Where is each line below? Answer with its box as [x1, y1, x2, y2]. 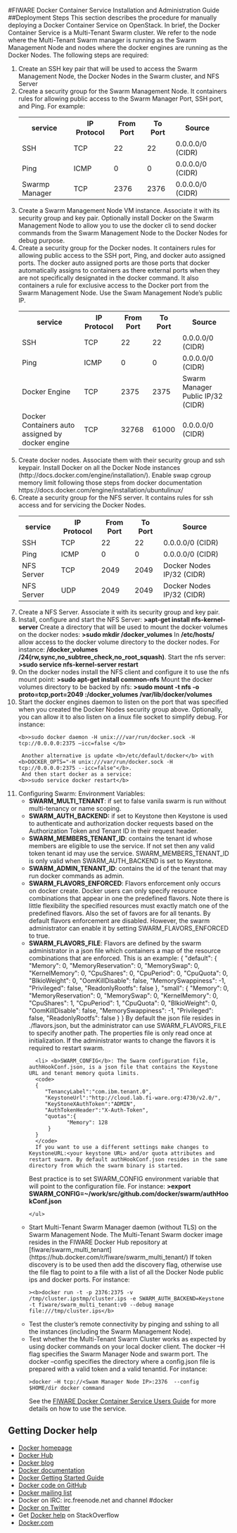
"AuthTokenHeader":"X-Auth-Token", [44, 1107, 149, 1114]
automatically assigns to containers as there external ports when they [18, 266, 220, 274]
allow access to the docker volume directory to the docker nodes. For [18, 638, 220, 646]
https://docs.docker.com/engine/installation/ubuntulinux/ [18, 486, 184, 494]
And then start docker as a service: [21, 771, 132, 778]
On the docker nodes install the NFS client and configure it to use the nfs [18, 668, 229, 676]
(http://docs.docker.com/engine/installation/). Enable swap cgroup [18, 471, 212, 479]
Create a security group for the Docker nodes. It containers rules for [18, 244, 216, 252]
